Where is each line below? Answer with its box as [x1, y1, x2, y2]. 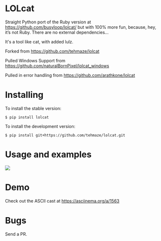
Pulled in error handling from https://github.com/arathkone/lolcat [5, 72, 135, 78]
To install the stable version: [5, 105, 61, 111]
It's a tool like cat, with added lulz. [5, 38, 74, 44]
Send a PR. [5, 231, 27, 237]
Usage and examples [5, 149, 92, 160]
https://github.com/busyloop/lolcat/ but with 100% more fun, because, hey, [5, 24, 157, 30]
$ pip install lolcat [5, 115, 49, 120]
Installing [5, 90, 44, 100]
